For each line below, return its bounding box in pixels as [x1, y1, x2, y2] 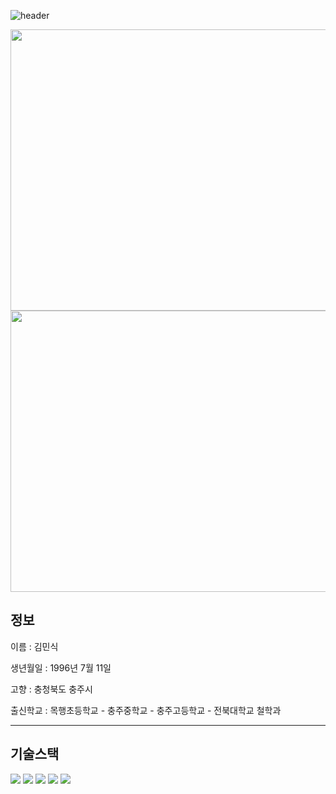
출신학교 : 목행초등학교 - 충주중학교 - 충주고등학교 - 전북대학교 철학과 [10, 704, 282, 716]
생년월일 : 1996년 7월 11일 [10, 661, 112, 674]
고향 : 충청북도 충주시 [10, 683, 93, 695]
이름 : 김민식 [10, 640, 59, 652]
